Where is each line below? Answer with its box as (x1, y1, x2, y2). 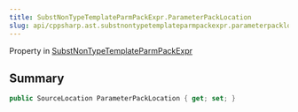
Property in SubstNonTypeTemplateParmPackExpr (9, 45, 193, 56)
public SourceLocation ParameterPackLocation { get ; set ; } (9, 94, 237, 103)
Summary (9, 71, 65, 86)
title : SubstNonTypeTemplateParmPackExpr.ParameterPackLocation (9, 12, 252, 22)
